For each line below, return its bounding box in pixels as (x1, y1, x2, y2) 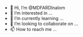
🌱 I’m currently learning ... (10, 15, 64, 21)
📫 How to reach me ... (10, 26, 57, 32)
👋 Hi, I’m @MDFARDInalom (10, 5, 65, 10)
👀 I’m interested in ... (10, 10, 53, 16)
